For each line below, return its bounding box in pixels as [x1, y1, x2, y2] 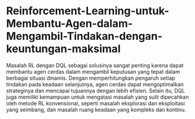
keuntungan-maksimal [6, 42, 121, 56]
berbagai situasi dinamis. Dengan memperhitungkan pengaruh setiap [6, 74, 175, 82]
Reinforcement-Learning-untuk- [6, 4, 169, 18]
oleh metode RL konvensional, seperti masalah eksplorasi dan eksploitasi [6, 99, 185, 107]
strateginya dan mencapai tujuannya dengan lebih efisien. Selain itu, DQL [6, 87, 185, 94]
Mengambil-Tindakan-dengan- [6, 30, 163, 43]
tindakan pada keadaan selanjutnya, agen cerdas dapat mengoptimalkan [6, 80, 184, 87]
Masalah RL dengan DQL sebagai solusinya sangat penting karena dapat [6, 61, 184, 69]
